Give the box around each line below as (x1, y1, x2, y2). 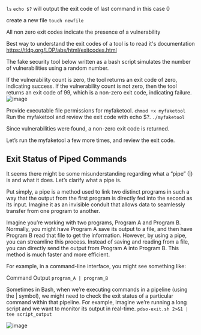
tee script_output (6, 311, 52, 318)
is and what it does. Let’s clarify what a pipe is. (6, 176, 122, 183)
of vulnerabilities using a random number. (6, 64, 109, 72)
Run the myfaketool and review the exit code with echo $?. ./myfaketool (6, 114, 185, 120)
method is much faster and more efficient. (6, 251, 110, 258)
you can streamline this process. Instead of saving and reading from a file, (6, 238, 190, 245)
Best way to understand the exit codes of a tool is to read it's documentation (6, 40, 195, 47)
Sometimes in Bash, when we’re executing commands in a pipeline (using (6, 286, 188, 293)
